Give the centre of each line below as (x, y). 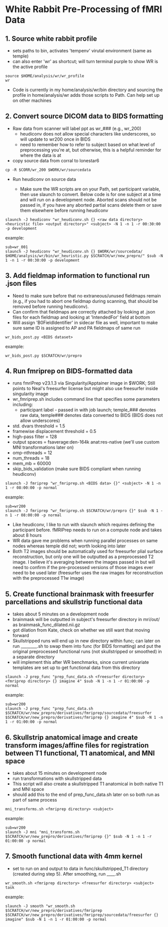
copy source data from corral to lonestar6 (56, 160)
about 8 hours (27, 535)
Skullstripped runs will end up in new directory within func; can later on (86, 641)
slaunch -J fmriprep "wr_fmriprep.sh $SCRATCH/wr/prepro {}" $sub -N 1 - (84, 511)
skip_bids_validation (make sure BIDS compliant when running (76, 469)
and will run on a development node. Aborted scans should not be (88, 200)
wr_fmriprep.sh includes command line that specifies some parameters (86, 399)
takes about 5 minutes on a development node (61, 614)
